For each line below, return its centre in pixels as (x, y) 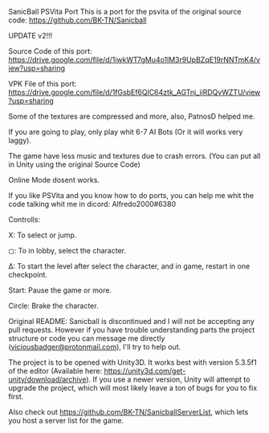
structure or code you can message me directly (87, 338)
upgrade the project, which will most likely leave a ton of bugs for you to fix (133, 388)
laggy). (20, 140)
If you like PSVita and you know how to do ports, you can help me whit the (131, 195)
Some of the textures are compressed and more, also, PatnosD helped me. (132, 116)
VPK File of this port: (43, 84)
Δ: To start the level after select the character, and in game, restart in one (129, 266)
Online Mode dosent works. (54, 180)
